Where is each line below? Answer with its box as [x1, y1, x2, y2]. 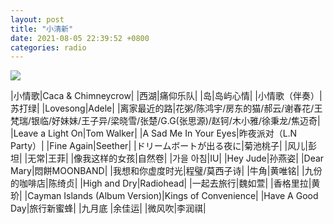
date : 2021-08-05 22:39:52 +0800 [10, 33, 150, 43]
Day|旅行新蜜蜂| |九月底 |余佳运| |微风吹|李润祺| [10, 202, 207, 215]
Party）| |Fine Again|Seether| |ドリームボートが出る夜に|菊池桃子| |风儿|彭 [10, 140, 317, 152]
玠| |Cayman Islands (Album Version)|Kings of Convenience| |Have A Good [10, 190, 319, 202]
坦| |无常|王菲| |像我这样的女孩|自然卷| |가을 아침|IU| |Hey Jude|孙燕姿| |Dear [10, 152, 325, 165]
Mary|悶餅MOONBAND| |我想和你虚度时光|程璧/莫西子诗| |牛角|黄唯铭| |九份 [10, 165, 323, 177]
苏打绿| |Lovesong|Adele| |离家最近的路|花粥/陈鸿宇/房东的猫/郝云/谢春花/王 [10, 102, 323, 115]
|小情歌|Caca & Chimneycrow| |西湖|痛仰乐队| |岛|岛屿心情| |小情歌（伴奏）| [10, 90, 323, 102]
